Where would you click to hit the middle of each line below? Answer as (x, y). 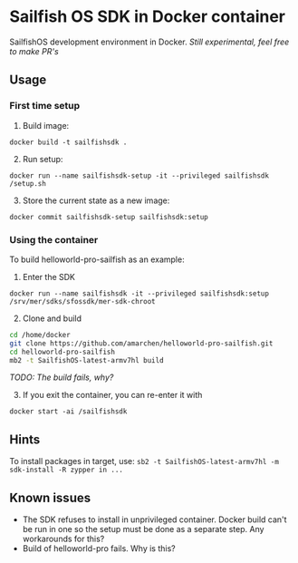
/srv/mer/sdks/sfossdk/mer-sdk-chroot (82, 301)
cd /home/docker (40, 335)
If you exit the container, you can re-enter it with (112, 395)
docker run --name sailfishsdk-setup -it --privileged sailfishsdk (139, 175)
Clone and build (52, 318)
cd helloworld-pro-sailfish (62, 352)
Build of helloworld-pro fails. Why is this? (99, 548)
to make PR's (34, 51)
